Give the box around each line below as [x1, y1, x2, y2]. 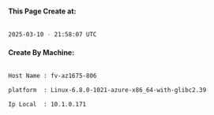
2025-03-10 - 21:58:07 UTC [8, 31, 97, 39]
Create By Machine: [8, 47, 75, 57]
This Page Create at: [8, 6, 77, 16]
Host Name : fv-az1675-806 [8, 72, 97, 80]
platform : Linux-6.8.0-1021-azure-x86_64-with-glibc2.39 [8, 87, 207, 95]
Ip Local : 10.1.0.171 [8, 101, 87, 109]
